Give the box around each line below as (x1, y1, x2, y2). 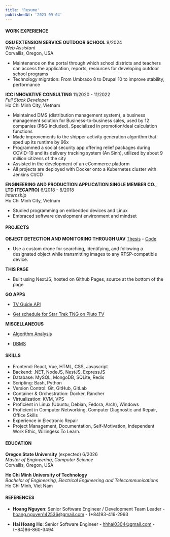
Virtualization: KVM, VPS (12, 396, 64, 402)
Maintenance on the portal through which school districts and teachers (12, 59, 161, 66)
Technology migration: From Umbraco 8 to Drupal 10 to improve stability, (12, 76, 165, 82)
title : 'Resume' (5, 7, 40, 13)
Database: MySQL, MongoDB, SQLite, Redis (12, 374, 105, 380)
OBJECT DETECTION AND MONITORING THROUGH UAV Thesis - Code (5, 235, 157, 242)
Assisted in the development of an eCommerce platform (12, 161, 130, 167)
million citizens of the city (12, 155, 66, 161)
